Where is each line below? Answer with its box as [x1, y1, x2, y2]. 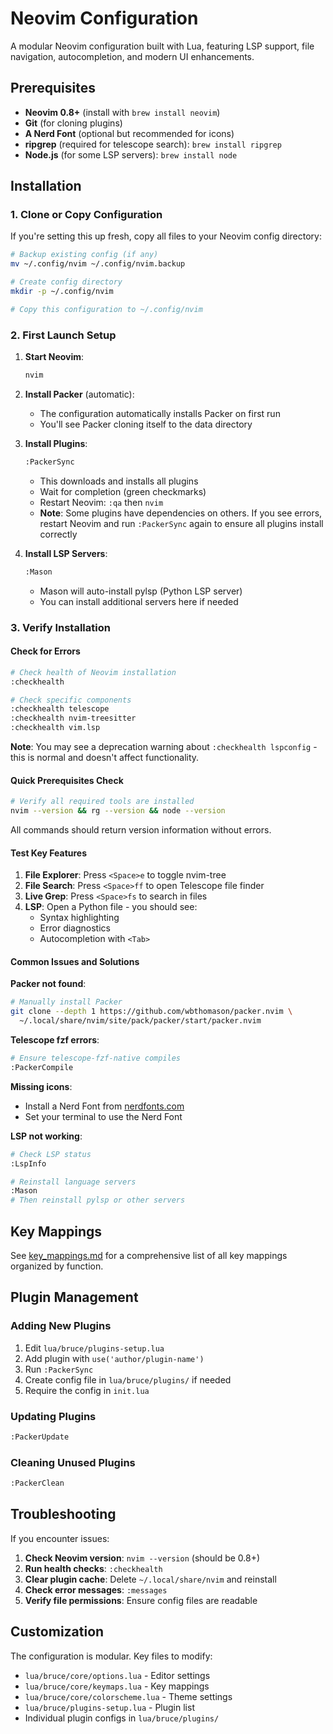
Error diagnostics [39, 922, 111, 934]
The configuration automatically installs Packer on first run [39, 407, 281, 419]
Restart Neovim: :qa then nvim [39, 496, 164, 508]
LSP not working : [10, 1130, 83, 1142]
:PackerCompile [10, 1062, 74, 1072]
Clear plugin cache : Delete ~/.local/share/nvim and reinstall [24, 1573, 277, 1585]
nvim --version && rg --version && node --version [10, 806, 226, 816]
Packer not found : [10, 978, 87, 990]
